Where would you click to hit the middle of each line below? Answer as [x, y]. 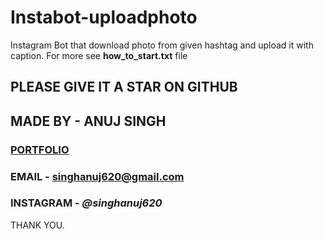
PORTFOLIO [40, 149]
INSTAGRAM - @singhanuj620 [86, 203]
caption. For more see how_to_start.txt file [99, 55]
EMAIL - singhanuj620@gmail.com [97, 176]
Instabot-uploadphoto [104, 17]
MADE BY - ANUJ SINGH [88, 121]
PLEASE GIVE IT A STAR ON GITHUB [124, 87]
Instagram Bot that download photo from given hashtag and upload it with [162, 45]
